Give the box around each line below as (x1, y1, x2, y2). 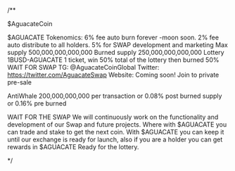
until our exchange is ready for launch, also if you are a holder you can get (7, 135, 223, 144)
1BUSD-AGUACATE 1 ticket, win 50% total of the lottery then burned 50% (7, 56, 220, 64)
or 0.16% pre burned (7, 99, 67, 108)
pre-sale (7, 78, 32, 87)
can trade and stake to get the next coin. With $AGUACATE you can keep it (7, 128, 224, 136)
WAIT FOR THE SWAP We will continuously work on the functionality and (7, 113, 219, 121)
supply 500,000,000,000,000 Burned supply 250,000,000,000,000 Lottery (7, 49, 224, 56)
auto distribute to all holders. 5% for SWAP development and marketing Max (7, 41, 229, 49)
